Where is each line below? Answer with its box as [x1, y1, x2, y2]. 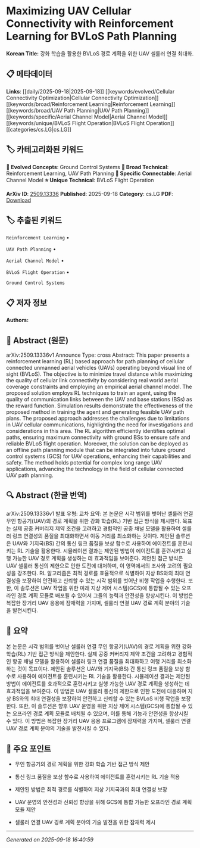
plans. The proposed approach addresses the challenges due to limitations [6, 415, 190, 422]
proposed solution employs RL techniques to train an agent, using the [6, 389, 177, 397]
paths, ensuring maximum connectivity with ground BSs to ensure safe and [6, 434, 190, 441]
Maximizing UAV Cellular [6, 4, 132, 18]
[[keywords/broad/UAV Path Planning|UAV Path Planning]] [6, 107, 149, 114]
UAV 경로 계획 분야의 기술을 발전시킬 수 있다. [6, 725, 111, 732]
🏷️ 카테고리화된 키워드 [6, 145, 84, 155]
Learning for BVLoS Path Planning [6, 30, 177, 43]
